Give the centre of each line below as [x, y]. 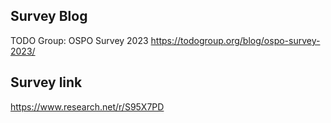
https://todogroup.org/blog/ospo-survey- [235, 40]
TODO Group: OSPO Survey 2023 [79, 40]
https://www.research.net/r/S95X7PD [87, 106]
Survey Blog [49, 16]
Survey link [46, 82]
